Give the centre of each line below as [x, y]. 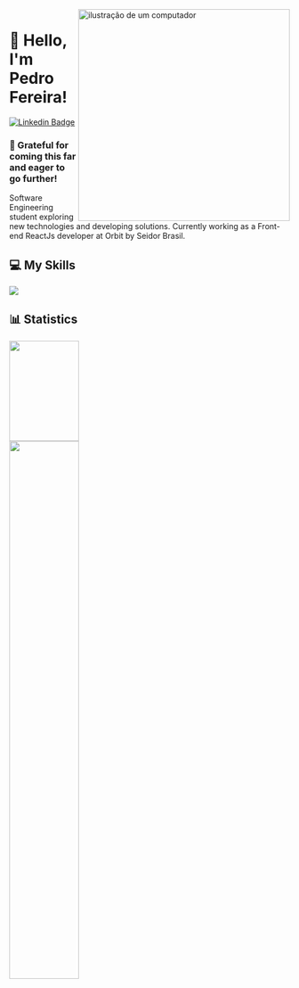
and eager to [37, 167]
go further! [33, 178]
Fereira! [39, 98]
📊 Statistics [44, 320]
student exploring [41, 217]
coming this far [43, 156]
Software [26, 198]
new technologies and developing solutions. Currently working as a [133, 226]
